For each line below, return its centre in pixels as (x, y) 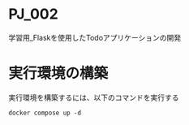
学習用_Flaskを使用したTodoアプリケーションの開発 (94, 37)
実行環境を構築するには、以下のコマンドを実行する (94, 97)
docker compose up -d (45, 113)
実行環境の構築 (58, 73)
